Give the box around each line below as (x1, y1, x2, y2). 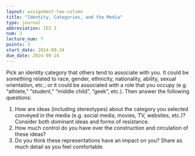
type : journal (6, 19, 41, 25)
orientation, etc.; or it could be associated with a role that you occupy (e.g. (6, 81, 188, 89)
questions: (6, 94, 32, 101)
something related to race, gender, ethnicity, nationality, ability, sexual (6, 75, 176, 82)
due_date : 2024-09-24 (6, 53, 60, 58)
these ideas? (14, 131, 46, 138)
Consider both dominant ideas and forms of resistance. (14, 118, 149, 125)
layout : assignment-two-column (6, 8, 83, 15)
